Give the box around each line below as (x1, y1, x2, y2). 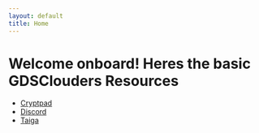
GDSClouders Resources (8, 71, 179, 90)
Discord (19, 107, 47, 117)
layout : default (8, 11, 63, 20)
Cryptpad (19, 98, 53, 108)
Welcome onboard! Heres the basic (8, 54, 252, 73)
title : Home (8, 19, 49, 28)
